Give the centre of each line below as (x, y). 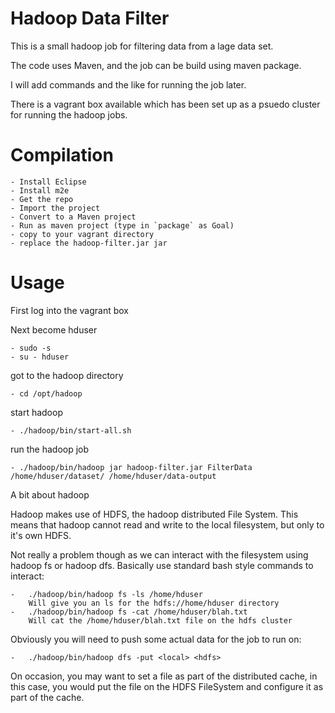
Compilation (62, 155)
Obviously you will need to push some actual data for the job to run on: (156, 639)
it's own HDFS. (41, 535)
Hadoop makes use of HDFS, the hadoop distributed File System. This (154, 514)
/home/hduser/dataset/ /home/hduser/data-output (113, 476)
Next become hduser (54, 329)
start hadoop (36, 412)
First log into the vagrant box (69, 310)
